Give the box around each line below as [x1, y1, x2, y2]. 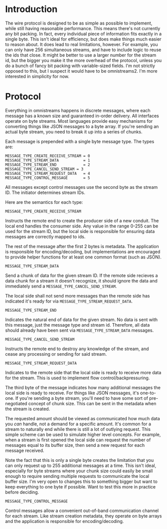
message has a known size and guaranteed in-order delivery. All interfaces [5, 113, 160, 119]
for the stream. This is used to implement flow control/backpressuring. [5, 375, 150, 381]
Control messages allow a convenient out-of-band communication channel [5, 507, 159, 513]
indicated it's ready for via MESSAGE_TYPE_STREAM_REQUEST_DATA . [5, 298, 133, 304]
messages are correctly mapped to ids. [5, 233, 86, 239]
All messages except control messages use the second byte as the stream [5, 184, 158, 190]
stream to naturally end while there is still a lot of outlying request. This [5, 426, 151, 432]
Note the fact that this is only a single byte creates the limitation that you [5, 457, 154, 463]
